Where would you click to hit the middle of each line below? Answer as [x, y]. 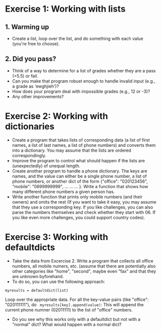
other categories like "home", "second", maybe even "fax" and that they [84, 271]
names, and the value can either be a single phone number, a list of [79, 176]
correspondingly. [29, 155]
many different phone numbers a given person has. [63, 192]
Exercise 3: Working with [57, 237]
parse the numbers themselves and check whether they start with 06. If [84, 212]
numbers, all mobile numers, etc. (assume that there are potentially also [84, 266]
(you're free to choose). [36, 44]
